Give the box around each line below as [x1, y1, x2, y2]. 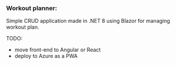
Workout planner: [6, 4, 57, 12]
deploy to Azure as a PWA [14, 53, 78, 60]
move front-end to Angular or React [14, 46, 101, 53]
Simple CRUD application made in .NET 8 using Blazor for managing [6, 18, 170, 25]
